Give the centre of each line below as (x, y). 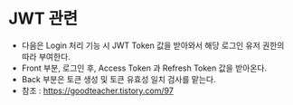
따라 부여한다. (46, 56)
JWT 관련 (43, 19)
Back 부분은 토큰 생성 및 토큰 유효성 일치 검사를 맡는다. (118, 79)
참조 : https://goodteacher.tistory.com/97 (97, 91)
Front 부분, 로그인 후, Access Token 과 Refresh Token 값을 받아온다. (144, 68)
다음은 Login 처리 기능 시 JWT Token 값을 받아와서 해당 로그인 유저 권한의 (153, 45)
